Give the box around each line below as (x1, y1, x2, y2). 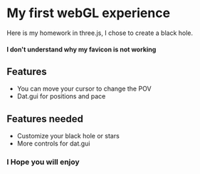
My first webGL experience (6, 5, 171, 21)
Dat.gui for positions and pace (16, 92, 106, 101)
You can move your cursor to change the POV (16, 84, 152, 93)
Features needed (6, 113, 83, 125)
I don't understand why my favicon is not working (6, 45, 157, 53)
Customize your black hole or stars (16, 132, 120, 140)
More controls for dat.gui (16, 139, 90, 148)
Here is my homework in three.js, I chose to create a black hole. (6, 29, 194, 37)
